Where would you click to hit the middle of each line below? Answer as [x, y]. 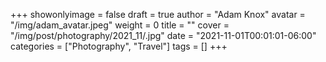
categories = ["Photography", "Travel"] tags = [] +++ [119, 46]
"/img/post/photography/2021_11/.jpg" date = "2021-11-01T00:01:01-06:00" [163, 35]
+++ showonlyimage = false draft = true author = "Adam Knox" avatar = [158, 14]
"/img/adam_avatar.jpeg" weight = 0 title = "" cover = [120, 25]
